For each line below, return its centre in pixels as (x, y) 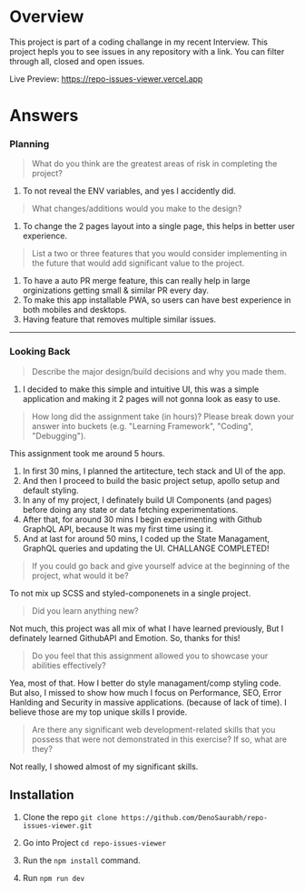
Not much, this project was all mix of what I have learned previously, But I (147, 628)
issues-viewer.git (57, 826)
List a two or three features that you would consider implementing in (159, 254)
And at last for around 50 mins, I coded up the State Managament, (146, 538)
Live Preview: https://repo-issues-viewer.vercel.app (106, 78)
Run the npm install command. (81, 860)
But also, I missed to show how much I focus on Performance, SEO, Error (146, 692)
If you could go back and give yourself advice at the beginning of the (161, 566)
